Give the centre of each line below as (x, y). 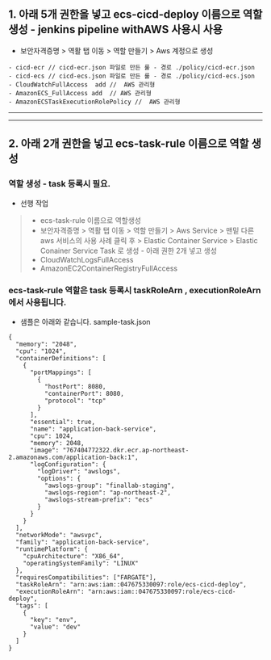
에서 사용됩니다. (38, 303)
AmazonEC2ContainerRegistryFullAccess (109, 268)
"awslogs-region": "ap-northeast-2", (108, 492)
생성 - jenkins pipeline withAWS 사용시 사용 (116, 29)
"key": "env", (54, 620)
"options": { (59, 478)
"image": (44, 450)
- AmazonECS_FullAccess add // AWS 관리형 (80, 93)
